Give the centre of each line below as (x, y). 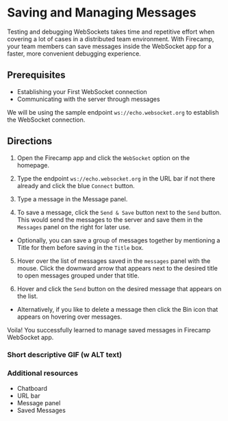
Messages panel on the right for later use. (74, 227)
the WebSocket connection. (46, 120)
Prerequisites (36, 75)
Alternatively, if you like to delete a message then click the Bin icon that (117, 309)
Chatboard (32, 388)
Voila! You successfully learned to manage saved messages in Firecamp (109, 330)
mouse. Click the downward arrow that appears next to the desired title (117, 268)
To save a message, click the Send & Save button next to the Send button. (119, 212)
